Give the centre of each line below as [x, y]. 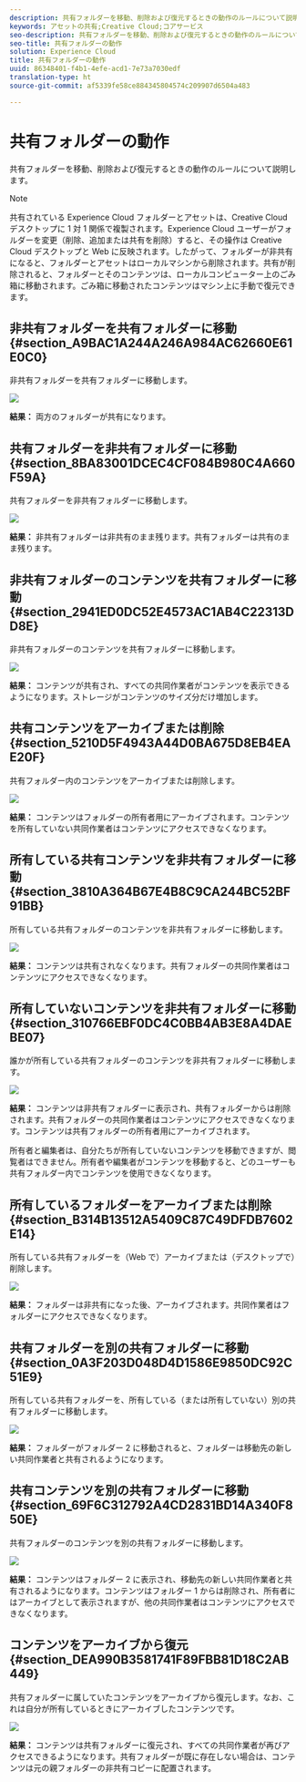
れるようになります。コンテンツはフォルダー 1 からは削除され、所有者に [160, 1591]
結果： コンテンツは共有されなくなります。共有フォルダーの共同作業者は [146, 965]
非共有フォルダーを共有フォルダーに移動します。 [101, 380]
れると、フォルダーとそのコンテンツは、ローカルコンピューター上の [153, 273]
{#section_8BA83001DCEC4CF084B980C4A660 [153, 463]
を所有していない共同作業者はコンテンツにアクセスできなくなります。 [140, 828]
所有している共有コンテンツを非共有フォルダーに [147, 860]
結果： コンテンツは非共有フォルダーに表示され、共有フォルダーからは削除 [150, 1108]
